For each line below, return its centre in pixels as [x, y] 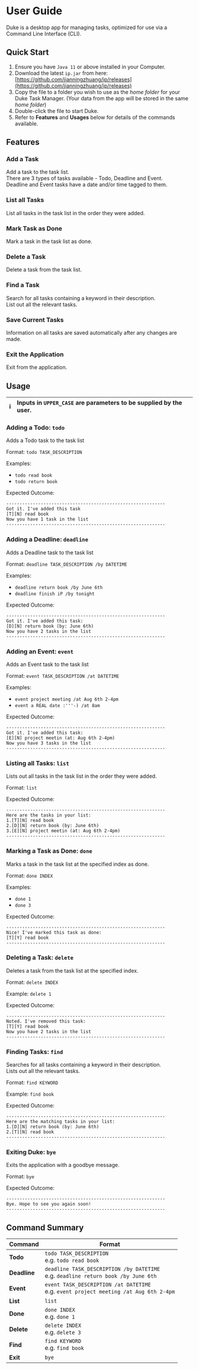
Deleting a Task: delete [40, 958]
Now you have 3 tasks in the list [49, 743]
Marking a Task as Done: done [49, 851]
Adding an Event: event [40, 651]
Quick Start [28, 53]
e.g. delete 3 [63, 1332]
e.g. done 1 [60, 1317]
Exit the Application [35, 354]
